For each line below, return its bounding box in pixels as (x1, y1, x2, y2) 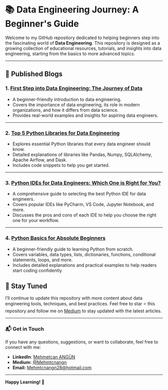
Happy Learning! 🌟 (5, 379, 45, 385)
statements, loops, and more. (12, 257, 73, 263)
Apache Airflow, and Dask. (12, 156, 67, 163)
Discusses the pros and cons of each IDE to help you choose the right (12, 212, 156, 218)
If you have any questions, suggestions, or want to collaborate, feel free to (5, 339, 158, 345)
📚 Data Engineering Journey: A (5, 4, 139, 16)
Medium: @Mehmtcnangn (12, 359, 67, 365)
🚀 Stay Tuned (5, 282, 47, 290)
